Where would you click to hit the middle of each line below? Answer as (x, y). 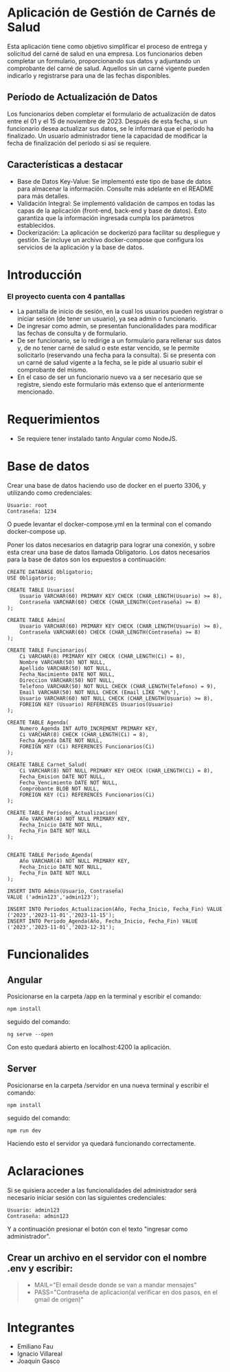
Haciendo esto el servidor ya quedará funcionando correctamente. (102, 1143)
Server (22, 1069)
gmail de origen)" (59, 1300)
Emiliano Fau (35, 1347)
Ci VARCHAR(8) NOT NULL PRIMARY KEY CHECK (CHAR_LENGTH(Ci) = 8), (116, 771)
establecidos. (36, 225)
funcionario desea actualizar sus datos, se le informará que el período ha (111, 128)
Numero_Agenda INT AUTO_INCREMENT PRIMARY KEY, (89, 728)
